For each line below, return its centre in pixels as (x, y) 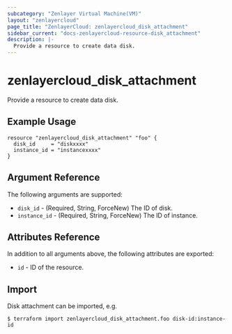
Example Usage (42, 122)
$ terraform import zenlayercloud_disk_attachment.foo (88, 319)
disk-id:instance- (199, 319)
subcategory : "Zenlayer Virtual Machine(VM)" (74, 14)
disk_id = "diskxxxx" (51, 144)
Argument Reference (54, 177)
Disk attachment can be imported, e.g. (62, 306)
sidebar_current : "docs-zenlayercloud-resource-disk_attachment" (104, 33)
